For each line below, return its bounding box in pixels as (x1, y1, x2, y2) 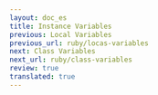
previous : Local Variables (9, 30, 112, 39)
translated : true (9, 72, 76, 81)
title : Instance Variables (9, 22, 112, 31)
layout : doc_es (9, 13, 68, 23)
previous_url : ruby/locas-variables (9, 38, 149, 48)
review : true (9, 64, 59, 73)
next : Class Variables (9, 47, 96, 56)
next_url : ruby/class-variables (9, 55, 132, 64)
